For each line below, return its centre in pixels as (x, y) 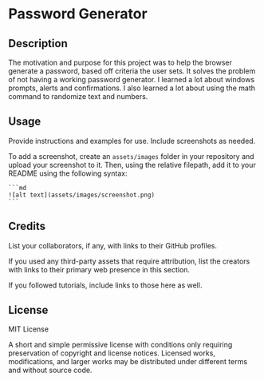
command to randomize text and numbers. (78, 96)
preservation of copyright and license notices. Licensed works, (112, 353)
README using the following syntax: (68, 173)
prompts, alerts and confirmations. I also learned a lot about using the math (132, 88)
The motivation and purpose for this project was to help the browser (120, 62)
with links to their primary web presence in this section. (99, 269)
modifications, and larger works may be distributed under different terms (128, 362)
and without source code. (50, 370)
